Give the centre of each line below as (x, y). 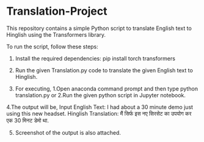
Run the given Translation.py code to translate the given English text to (104, 70)
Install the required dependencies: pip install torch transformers (95, 58)
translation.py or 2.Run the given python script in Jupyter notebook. (100, 95)
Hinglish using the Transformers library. (56, 34)
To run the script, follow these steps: (53, 47)
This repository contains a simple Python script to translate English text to (99, 28)
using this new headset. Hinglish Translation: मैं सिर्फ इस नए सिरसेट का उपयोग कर (99, 113)
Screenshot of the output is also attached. (68, 132)
